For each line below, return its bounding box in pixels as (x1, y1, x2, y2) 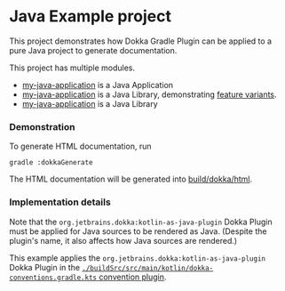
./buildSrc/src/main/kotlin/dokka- (82, 263, 214, 272)
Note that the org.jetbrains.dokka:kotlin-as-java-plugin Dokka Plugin (9, 216, 273, 227)
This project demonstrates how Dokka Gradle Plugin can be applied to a (9, 36, 273, 46)
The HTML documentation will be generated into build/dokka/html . (9, 174, 253, 184)
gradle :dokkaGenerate (9, 158, 93, 167)
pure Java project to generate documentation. (9, 44, 178, 55)
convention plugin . (99, 271, 167, 282)
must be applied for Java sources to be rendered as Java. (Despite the (9, 225, 267, 237)
